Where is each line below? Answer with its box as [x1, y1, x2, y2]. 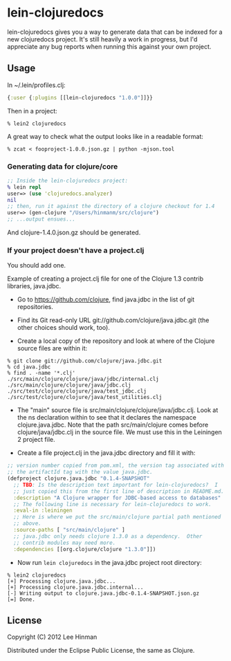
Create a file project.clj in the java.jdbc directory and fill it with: [17, 449, 196, 457]
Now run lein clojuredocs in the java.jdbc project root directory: [17, 558, 202, 566]
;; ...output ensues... [7, 216, 76, 223]
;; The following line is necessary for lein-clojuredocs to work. [13, 501, 212, 508]
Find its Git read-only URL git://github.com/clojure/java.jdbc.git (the [17, 316, 210, 324]
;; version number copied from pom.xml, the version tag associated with [7, 462, 225, 469]
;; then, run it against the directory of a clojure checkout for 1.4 [7, 203, 215, 210]
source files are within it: [17, 344, 88, 353]
